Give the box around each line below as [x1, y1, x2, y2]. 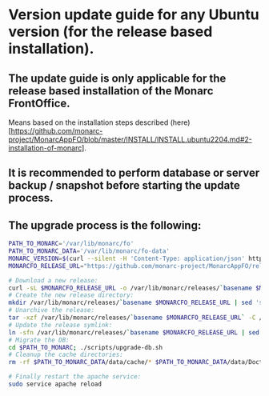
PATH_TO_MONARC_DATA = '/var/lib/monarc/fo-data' [8, 247, 171, 255]
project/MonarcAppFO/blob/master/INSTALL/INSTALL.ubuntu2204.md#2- [8, 134, 252, 144]
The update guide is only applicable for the [8, 71, 227, 85]
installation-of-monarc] [8, 143, 85, 153]
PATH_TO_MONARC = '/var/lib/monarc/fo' [8, 240, 134, 248]
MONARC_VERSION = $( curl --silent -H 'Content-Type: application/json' [8, 254, 246, 262]
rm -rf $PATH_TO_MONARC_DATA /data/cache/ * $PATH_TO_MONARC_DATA [8, 358, 227, 366]
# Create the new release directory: [8, 291, 134, 299]
